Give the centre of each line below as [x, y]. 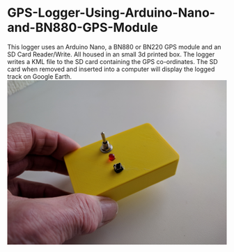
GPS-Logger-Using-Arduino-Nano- [111, 13]
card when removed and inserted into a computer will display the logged [111, 69]
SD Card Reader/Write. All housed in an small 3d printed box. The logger [111, 54]
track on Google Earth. [39, 76]
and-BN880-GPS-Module [83, 27]
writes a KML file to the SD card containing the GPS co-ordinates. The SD [112, 61]
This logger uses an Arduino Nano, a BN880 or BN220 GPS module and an [114, 47]
